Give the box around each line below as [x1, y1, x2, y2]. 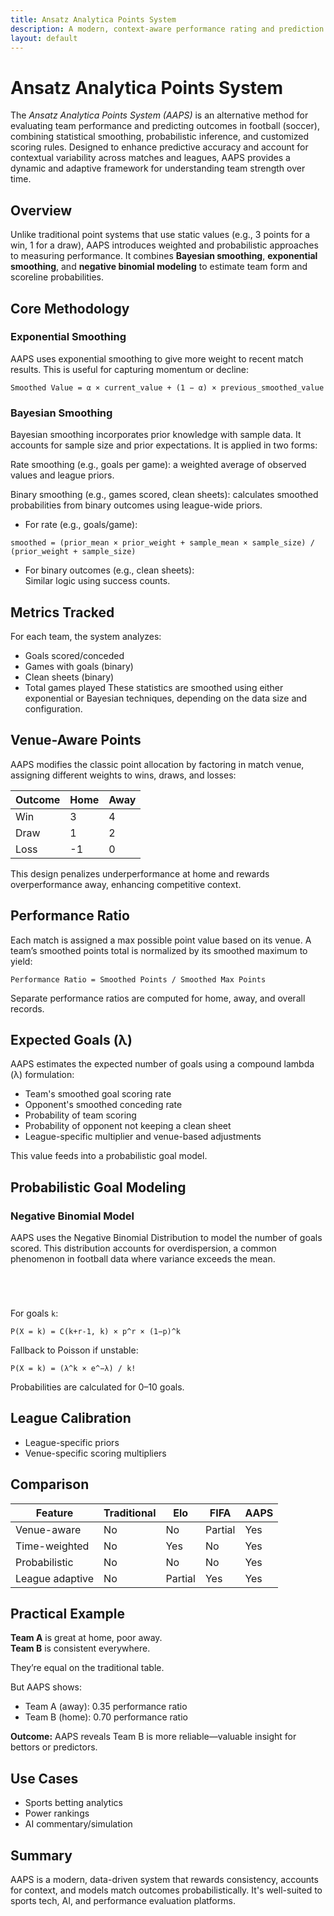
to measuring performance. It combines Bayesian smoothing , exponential [10, 250, 318, 262]
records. [10, 1002, 45, 1015]
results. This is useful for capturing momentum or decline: [10, 363, 250, 375]
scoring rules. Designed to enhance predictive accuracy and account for [10, 141, 309, 153]
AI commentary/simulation [24, 1818, 133, 1830]
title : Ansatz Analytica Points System [10, 14, 177, 25]
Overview [10, 202, 73, 219]
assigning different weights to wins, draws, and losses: [10, 769, 237, 781]
